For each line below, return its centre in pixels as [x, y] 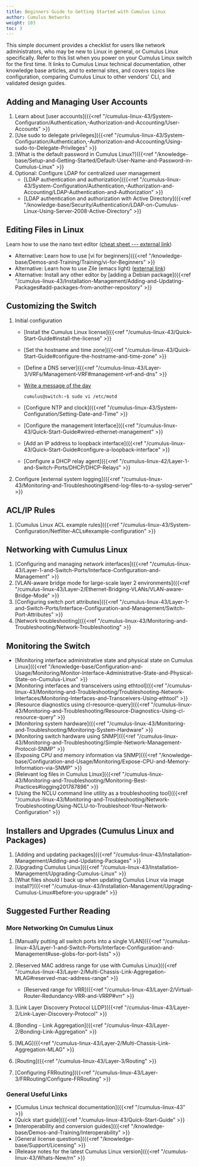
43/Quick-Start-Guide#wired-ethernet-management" [89, 432]
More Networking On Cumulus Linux [60, 928]
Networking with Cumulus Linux [67, 549]
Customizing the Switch [51, 306]
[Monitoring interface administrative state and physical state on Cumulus [104, 660]
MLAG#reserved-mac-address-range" [62, 978]
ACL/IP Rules [31, 511]
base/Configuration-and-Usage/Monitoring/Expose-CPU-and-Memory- [102, 762]
